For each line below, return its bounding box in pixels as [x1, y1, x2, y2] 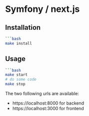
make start [5, 72, 28, 77]
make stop [5, 82, 26, 87]
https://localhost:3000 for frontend [12, 106, 84, 112]
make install [5, 41, 32, 46]
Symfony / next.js [5, 3, 80, 15]
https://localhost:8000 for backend [12, 100, 85, 106]
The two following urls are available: [5, 91, 80, 97]
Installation [5, 23, 41, 32]
